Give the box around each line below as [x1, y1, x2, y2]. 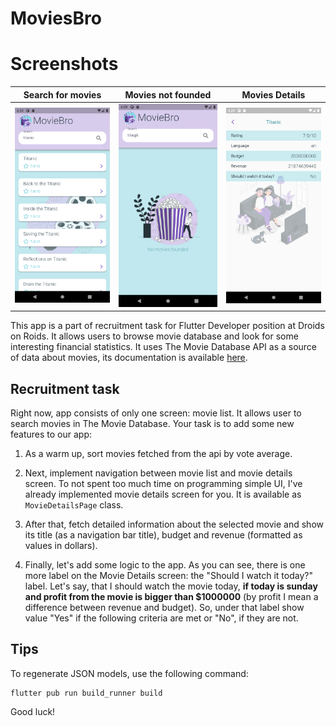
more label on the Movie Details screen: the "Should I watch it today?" [24, 569, 313, 581]
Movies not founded [124, 88, 212, 101]
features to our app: [10, 428, 93, 440]
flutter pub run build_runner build [10, 688, 163, 698]
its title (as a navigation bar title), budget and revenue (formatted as [24, 528, 303, 541]
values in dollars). [24, 539, 98, 551]
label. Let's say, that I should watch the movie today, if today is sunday [24, 580, 318, 592]
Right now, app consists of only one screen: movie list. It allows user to [10, 407, 302, 419]
